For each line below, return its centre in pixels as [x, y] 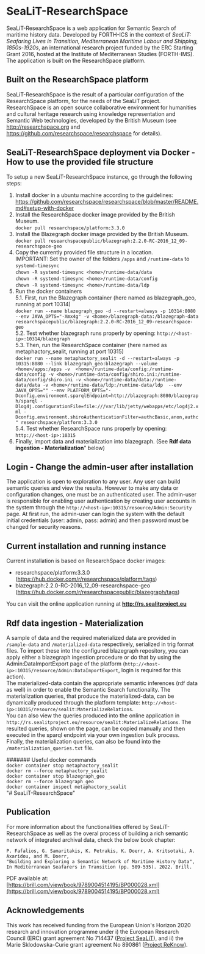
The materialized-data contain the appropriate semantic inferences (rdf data [102, 683]
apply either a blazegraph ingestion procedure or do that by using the [94, 657]
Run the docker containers [49, 291]
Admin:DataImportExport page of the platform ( [66, 664]
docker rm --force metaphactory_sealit [57, 771]
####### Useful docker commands [51, 760]
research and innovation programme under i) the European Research [93, 931]
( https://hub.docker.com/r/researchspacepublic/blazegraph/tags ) [97, 592]
